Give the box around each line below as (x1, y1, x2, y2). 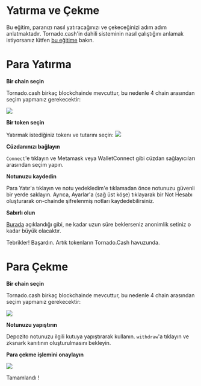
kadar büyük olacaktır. (6, 227, 61, 234)
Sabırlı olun (6, 209, 36, 216)
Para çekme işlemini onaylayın (6, 351, 84, 358)
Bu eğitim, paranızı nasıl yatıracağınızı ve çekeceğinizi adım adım (6, 24, 167, 31)
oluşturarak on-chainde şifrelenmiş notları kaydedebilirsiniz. (6, 197, 155, 204)
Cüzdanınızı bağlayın (6, 143, 60, 150)
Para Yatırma (6, 58, 72, 71)
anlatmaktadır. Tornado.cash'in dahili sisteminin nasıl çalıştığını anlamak (6, 30, 184, 37)
